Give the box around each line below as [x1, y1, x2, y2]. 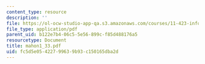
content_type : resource [6, 9, 67, 15]
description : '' [6, 15, 48, 21]
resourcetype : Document [6, 37, 67, 43]
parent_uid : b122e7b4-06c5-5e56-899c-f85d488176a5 [6, 32, 138, 38]
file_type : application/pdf [6, 26, 78, 32]
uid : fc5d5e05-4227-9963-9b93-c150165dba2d [6, 49, 119, 55]
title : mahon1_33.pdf [6, 43, 62, 49]
